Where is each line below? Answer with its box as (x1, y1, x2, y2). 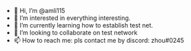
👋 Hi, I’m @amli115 (13, 7, 66, 14)
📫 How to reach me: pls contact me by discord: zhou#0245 (13, 37, 185, 44)
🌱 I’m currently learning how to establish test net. (13, 21, 153, 29)
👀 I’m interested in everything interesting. (13, 14, 131, 22)
